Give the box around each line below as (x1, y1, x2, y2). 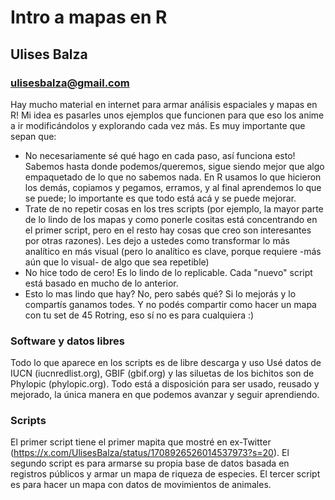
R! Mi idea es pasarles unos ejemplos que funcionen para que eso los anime (10, 109, 325, 121)
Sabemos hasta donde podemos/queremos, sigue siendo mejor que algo (24, 160, 325, 172)
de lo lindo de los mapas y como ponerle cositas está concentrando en (24, 213, 318, 225)
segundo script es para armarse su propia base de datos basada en (10, 457, 290, 470)
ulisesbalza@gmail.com (10, 76, 130, 90)
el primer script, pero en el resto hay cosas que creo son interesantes (24, 224, 312, 236)
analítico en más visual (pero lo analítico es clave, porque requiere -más (24, 245, 322, 257)
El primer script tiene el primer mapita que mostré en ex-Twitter (10, 436, 272, 448)
